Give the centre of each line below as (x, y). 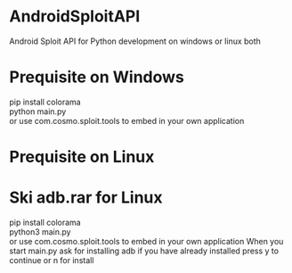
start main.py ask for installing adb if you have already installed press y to (144, 251)
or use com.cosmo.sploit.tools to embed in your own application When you (146, 241)
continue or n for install (52, 260)
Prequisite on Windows (97, 77)
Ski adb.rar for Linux (86, 198)
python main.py (38, 111)
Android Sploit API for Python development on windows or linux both (135, 41)
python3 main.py (40, 232)
